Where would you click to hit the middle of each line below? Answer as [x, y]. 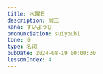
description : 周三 [33, 20]
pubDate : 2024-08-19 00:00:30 [52, 54]
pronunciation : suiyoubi [44, 33]
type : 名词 [22, 47]
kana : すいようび [30, 27]
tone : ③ [19, 40]
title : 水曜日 [26, 14]
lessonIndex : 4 [30, 60]
